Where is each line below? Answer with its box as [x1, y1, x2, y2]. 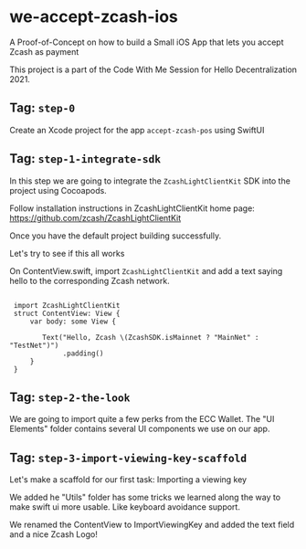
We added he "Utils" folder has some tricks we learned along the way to [9, 491, 281, 503]
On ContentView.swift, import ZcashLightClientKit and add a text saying [9, 265, 283, 276]
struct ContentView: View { [13, 309, 121, 318]
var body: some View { [29, 317, 117, 326]
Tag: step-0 [9, 100, 76, 116]
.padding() [62, 349, 104, 358]
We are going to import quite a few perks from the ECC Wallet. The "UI [9, 414, 275, 425]
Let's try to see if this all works [9, 248, 125, 259]
